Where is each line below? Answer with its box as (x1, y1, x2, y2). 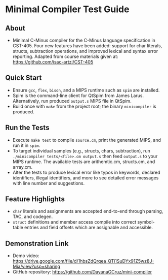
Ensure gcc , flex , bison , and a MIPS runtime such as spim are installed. (12, 87, 160, 93)
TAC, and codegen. (12, 213, 53, 220)
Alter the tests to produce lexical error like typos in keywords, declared (12, 169, 160, 175)
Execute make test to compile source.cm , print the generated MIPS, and (12, 137, 161, 143)
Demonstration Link (5, 239, 69, 247)
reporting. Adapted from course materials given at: (12, 53, 118, 59)
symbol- (137, 219, 155, 225)
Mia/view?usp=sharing (12, 263, 61, 270)
